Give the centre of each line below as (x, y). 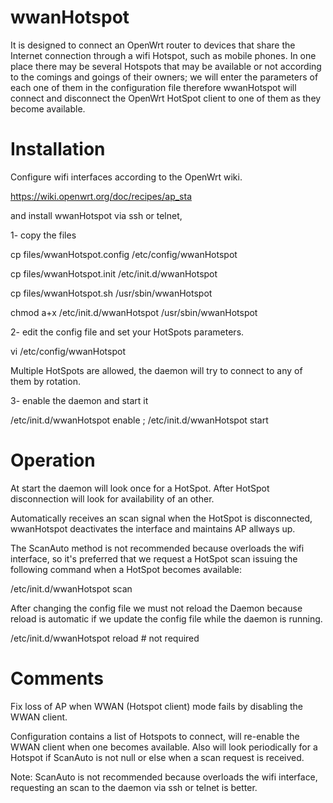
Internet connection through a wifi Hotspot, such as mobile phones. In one (163, 55)
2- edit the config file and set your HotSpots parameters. (127, 332)
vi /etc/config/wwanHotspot (68, 351)
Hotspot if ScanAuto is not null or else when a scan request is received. (157, 757)
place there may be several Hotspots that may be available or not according (166, 66)
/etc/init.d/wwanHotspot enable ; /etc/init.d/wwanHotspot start (139, 420)
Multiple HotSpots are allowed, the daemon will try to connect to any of (156, 370)
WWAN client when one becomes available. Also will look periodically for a (164, 747)
